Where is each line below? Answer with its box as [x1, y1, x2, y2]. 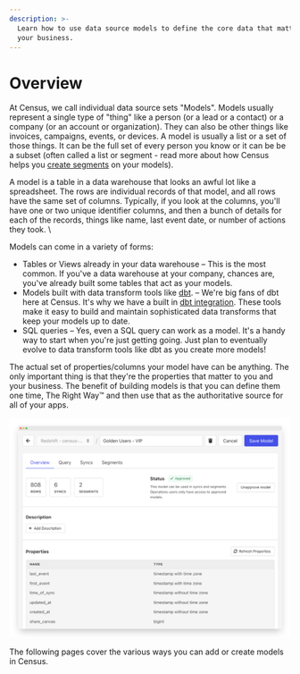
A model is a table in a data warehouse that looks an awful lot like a [9, 177, 256, 188]
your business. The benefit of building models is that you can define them [9, 381, 281, 392]
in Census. [9, 655, 49, 666]
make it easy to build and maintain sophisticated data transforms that [21, 307, 277, 317]
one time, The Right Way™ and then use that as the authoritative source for [9, 390, 284, 401]
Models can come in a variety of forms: [9, 241, 154, 252]
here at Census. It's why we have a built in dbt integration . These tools [21, 297, 281, 308]
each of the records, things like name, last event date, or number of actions [9, 215, 286, 225]
